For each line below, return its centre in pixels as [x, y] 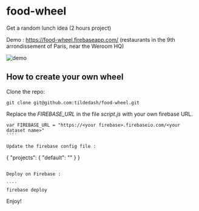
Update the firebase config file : [51, 146]
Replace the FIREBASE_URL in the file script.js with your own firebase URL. [99, 114]
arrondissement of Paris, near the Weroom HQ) [65, 46]
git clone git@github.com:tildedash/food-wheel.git [73, 102]
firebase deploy [27, 190]
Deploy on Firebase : [34, 174]
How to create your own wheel [65, 77]
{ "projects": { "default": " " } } [43, 157]
